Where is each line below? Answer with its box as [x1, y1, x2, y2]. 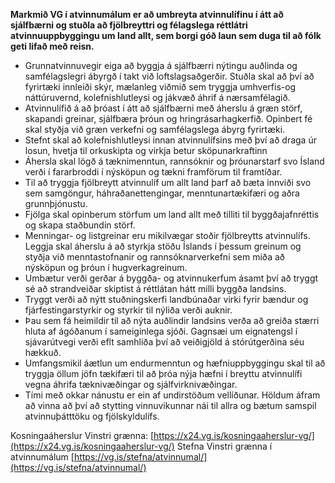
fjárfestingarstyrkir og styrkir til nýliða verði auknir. [24, 304, 233, 316]
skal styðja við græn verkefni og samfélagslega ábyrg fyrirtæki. [24, 124, 286, 135]
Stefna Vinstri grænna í [176, 440, 273, 452]
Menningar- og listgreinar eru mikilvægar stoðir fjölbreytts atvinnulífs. [24, 230, 311, 241]
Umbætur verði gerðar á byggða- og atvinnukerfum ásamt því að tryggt [24, 272, 319, 284]
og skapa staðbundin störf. [24, 219, 136, 231]
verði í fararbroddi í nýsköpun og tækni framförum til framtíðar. [24, 166, 283, 178]
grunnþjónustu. [24, 198, 88, 209]
